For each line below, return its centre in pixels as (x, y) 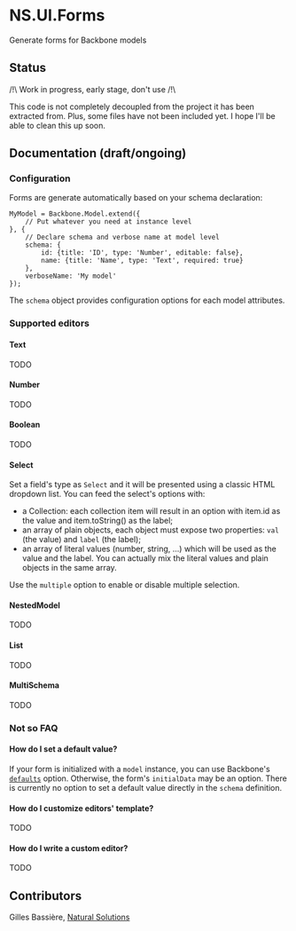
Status (28, 68)
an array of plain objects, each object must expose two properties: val (150, 530)
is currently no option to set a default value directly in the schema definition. (146, 787)
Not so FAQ (34, 728)
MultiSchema (35, 685)
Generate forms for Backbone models (78, 40)
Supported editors (50, 323)
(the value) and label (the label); (82, 540)
